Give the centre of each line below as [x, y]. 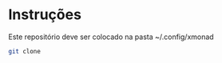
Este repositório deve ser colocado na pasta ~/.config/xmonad [111, 37]
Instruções [45, 15]
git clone [25, 51]
